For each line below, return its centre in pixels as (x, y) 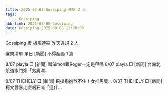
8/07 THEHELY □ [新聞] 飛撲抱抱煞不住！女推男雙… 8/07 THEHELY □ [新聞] (84, 81)
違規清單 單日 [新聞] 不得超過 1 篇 (39, 54)
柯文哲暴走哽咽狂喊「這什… (34, 87)
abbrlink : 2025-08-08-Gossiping (39, 24)
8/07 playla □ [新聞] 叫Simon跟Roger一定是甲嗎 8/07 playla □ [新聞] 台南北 (83, 64)
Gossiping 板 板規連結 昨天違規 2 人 (42, 43)
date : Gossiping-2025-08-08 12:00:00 (45, 28)
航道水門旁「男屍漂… (27, 71)
